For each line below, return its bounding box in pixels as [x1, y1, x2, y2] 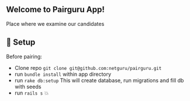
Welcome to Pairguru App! [6, 5, 105, 15]
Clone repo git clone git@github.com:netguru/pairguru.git [14, 64, 162, 71]
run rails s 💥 [14, 89, 49, 96]
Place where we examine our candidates [6, 20, 105, 27]
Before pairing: [6, 53, 42, 60]
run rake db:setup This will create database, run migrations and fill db [14, 76, 184, 84]
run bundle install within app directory [14, 70, 112, 78]
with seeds [14, 83, 42, 90]
